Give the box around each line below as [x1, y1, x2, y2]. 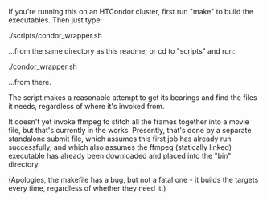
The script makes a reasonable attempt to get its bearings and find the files [8, 93, 257, 103]
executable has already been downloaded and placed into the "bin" [8, 151, 232, 160]
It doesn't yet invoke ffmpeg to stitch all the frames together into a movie [8, 117, 249, 127]
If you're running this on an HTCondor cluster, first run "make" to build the [8, 7, 254, 16]
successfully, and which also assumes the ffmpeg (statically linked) [8, 143, 232, 151]
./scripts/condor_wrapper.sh [8, 31, 102, 40]
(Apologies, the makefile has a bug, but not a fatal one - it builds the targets [8, 175, 259, 184]
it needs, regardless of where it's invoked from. [8, 102, 165, 111]
